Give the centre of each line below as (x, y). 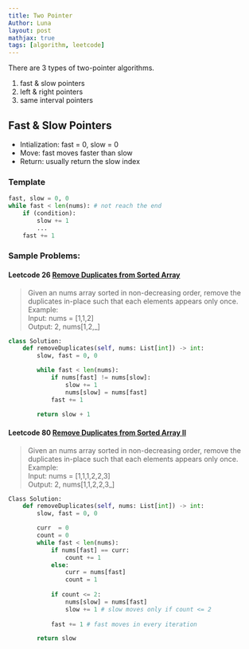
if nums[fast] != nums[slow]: (101, 378)
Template (27, 182)
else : (60, 565)
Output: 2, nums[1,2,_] (64, 326)
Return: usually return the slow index (80, 161)
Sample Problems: (45, 256)
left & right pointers (51, 92)
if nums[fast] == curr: (90, 550)
